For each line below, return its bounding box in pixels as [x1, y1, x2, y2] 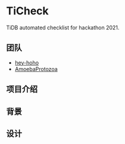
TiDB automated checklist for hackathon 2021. [6, 24, 120, 31]
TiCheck [6, 4, 49, 18]
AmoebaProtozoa [14, 65, 58, 72]
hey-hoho [14, 59, 39, 66]
